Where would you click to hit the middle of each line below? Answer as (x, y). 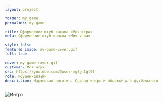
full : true (16, 54)
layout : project (21, 9)
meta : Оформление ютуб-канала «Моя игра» (48, 36)
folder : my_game (21, 18)
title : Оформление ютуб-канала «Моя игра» (49, 32)
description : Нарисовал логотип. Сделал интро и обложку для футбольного (82, 81)
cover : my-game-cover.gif (31, 63)
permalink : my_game (25, 23)
